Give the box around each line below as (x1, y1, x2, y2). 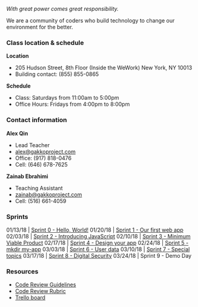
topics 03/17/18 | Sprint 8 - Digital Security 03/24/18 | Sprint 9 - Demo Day (6, 252, 192, 259)
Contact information (6, 116, 68, 124)
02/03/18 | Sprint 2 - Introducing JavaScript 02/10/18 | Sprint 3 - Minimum (6, 232, 191, 240)
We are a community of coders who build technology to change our (6, 17, 175, 24)
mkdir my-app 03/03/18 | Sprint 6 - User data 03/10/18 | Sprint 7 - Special (6, 246, 190, 253)
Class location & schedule (6, 38, 84, 47)
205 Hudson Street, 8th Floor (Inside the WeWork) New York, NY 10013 (15, 64, 193, 72)
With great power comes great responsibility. (6, 5, 119, 12)
